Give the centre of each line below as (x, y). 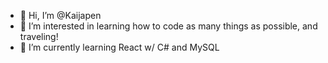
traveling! (39, 36)
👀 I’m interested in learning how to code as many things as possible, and (168, 26)
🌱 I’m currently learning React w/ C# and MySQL (119, 47)
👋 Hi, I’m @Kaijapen (60, 15)
